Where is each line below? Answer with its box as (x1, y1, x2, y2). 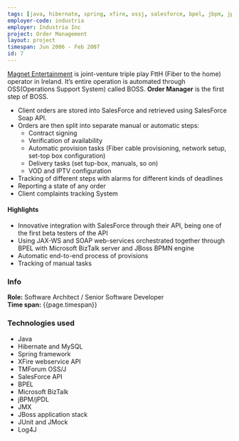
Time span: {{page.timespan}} (7, 300, 97, 309)
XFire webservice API (17, 357, 81, 366)
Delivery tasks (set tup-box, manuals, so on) (28, 159, 159, 167)
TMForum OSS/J (17, 364, 67, 373)
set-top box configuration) (28, 151, 106, 160)
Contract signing (28, 129, 78, 137)
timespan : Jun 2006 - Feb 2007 (7, 43, 100, 51)
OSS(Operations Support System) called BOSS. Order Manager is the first (7, 85, 225, 93)
